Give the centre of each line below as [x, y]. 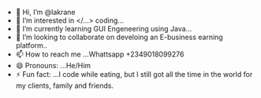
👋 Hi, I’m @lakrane [46, 12]
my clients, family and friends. [65, 85]
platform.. [31, 45]
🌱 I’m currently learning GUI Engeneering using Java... [104, 29]
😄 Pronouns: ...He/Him [53, 65]
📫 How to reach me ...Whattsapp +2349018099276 [100, 54]
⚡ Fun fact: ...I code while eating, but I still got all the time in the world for [134, 74]
